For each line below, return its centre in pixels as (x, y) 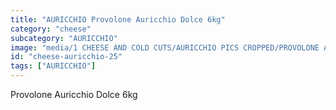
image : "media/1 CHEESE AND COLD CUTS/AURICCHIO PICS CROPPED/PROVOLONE (165, 47)
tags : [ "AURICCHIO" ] (53, 66)
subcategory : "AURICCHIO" (64, 38)
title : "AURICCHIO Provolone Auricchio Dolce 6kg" (118, 19)
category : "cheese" (51, 29)
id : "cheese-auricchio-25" (66, 57)
